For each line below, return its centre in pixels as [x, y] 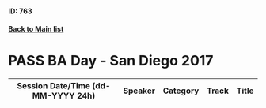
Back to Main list [36, 29]
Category [181, 91]
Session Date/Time [54, 86]
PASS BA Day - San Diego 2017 [111, 61]
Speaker [139, 91]
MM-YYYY [53, 96]
